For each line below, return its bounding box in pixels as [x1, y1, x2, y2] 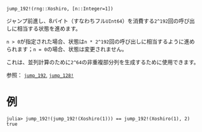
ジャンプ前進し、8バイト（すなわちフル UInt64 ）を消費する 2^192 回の [6, 17, 179, 24]
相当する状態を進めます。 [17, 25, 81, 32]
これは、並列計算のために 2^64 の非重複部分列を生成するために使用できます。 [6, 59, 200, 65]
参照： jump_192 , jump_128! [6, 71, 74, 79]
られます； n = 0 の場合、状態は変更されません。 [6, 46, 127, 53]
